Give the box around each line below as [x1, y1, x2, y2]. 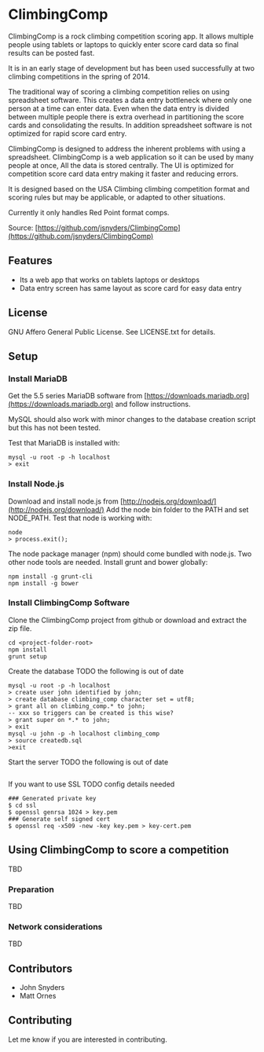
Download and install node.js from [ [8, 497, 123, 506]
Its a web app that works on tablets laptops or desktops [19, 275, 200, 284]
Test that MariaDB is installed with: [8, 438, 120, 448]
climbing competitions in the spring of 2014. [8, 71, 151, 81]
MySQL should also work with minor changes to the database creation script [8, 415, 256, 424]
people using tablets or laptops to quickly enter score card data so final [8, 39, 239, 49]
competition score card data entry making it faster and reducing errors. [8, 169, 239, 178]
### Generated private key [8, 794, 97, 802]
